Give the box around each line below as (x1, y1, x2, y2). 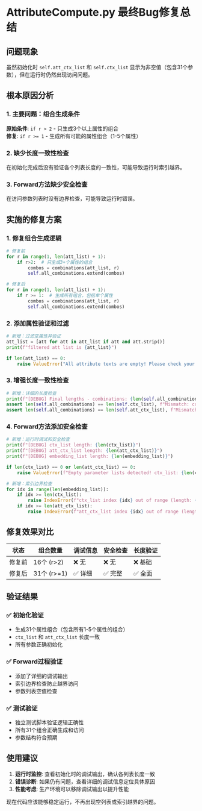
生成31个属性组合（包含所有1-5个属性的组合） (14, 626, 129, 633)
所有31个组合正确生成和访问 (14, 727, 84, 734)
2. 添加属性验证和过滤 (6, 319, 69, 327)
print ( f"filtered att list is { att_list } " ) (6, 344, 117, 350)
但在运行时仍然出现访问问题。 (19, 71, 93, 78)
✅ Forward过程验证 (6, 657, 63, 666)
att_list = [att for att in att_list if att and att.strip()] (6, 339, 165, 345)
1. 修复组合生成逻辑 (6, 234, 62, 242)
